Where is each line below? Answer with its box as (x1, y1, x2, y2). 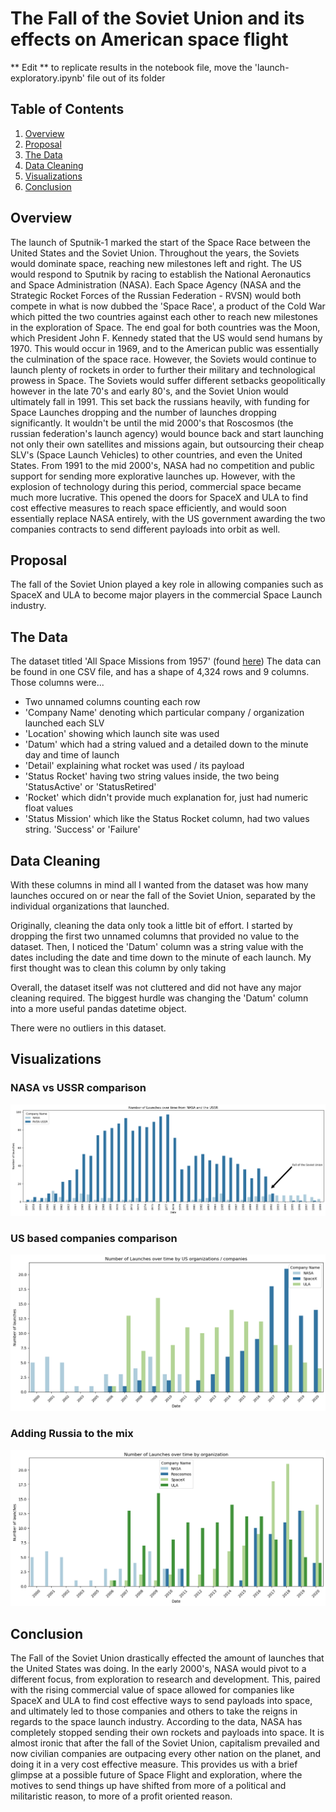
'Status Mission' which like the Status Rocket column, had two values (24, 813, 310, 825)
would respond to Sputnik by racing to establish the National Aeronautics (10, 268, 312, 280)
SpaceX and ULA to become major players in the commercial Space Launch (10, 589, 323, 601)
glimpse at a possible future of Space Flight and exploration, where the (10, 1769, 303, 1781)
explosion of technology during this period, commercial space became (10, 480, 302, 492)
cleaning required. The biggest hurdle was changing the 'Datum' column (10, 992, 309, 1004)
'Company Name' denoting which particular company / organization (24, 707, 305, 719)
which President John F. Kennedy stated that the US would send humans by (10, 332, 323, 344)
